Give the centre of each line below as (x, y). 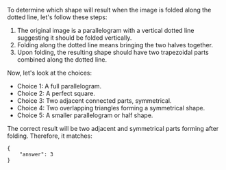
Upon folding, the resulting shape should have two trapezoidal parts (113, 52)
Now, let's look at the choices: (50, 73)
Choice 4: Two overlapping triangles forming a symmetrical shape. (111, 108)
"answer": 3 (36, 154)
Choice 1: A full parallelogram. (59, 86)
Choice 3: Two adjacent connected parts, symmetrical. (94, 101)
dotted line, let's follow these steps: (57, 17)
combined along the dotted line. (62, 60)
